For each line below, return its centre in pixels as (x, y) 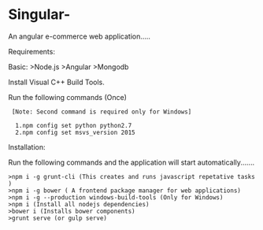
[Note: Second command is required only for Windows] (102, 112)
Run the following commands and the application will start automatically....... (131, 162)
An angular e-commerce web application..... (80, 36)
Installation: (27, 147)
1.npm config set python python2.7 (74, 125)
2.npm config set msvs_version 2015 (75, 132)
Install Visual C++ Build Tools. (56, 82)
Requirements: (31, 51)
